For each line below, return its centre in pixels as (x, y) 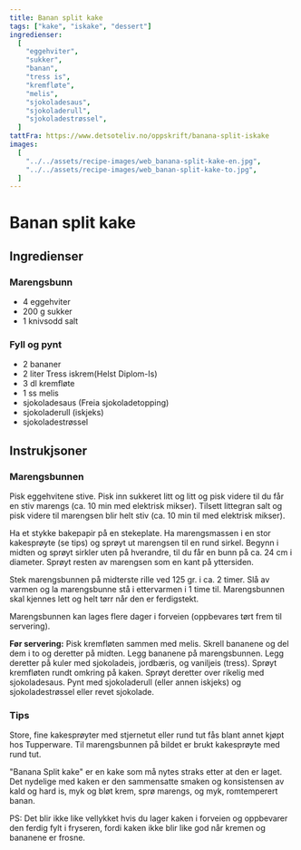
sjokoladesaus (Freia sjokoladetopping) (96, 403)
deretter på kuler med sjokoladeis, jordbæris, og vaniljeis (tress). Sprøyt (143, 663)
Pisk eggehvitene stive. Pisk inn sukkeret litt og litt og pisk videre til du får (146, 496)
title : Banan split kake (56, 18)
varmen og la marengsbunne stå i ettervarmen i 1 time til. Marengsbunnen (147, 590)
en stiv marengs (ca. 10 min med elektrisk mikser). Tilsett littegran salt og (146, 506)
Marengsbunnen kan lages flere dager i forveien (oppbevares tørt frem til (146, 617)
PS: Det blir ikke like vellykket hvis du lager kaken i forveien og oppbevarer (149, 818)
